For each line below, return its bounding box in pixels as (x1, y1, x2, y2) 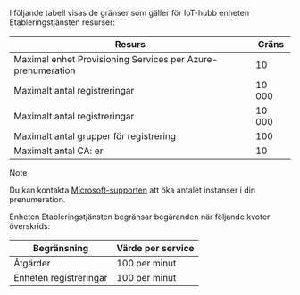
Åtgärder (13, 258, 51, 269)
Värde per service (115, 242, 195, 254)
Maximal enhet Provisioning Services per (13, 53, 186, 65)
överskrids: (9, 221, 51, 231)
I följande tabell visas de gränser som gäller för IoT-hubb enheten (9, 8, 250, 18)
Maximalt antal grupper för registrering (13, 130, 177, 142)
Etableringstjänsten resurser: (9, 17, 116, 28)
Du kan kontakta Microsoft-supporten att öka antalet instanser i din (9, 184, 256, 195)
